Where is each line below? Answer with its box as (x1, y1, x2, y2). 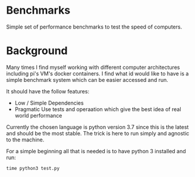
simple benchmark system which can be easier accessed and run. (6, 76, 168, 83)
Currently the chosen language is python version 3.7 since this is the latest (6, 123, 189, 131)
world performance (14, 112, 62, 119)
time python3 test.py (6, 165, 60, 171)
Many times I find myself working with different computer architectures (6, 64, 180, 71)
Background (6, 44, 68, 58)
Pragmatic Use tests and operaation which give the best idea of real (14, 105, 181, 113)
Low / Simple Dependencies (14, 99, 84, 106)
